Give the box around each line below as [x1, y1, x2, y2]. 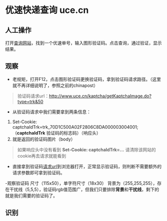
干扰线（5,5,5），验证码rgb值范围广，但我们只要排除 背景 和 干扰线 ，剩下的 [9, 186, 160, 192]
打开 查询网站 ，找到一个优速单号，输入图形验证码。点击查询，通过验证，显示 [5, 40, 162, 46]
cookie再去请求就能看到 [17, 152, 66, 159]
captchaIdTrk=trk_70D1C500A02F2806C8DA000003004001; [12, 124, 138, 130]
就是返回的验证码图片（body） [12, 136, 76, 142]
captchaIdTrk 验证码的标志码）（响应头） [16, 130, 101, 136]
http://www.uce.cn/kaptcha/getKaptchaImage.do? [49, 93, 152, 99]
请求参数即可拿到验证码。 [12, 169, 65, 175]
